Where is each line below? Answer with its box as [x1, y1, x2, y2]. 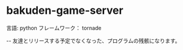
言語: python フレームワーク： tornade [6, 24, 102, 31]
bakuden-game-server [6, 4, 123, 17]
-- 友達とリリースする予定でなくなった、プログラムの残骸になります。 [6, 37, 181, 44]
